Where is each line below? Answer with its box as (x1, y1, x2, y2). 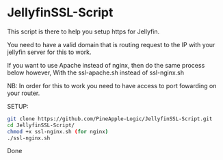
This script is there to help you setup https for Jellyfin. (7, 27, 160, 36)
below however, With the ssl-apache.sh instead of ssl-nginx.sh (7, 68, 185, 77)
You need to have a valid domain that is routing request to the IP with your (7, 40, 215, 49)
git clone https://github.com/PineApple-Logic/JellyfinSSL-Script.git (7, 115, 213, 122)
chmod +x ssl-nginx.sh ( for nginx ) (7, 128, 109, 135)
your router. (7, 89, 40, 97)
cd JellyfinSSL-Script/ (7, 122, 75, 129)
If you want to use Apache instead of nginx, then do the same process (7, 61, 205, 69)
